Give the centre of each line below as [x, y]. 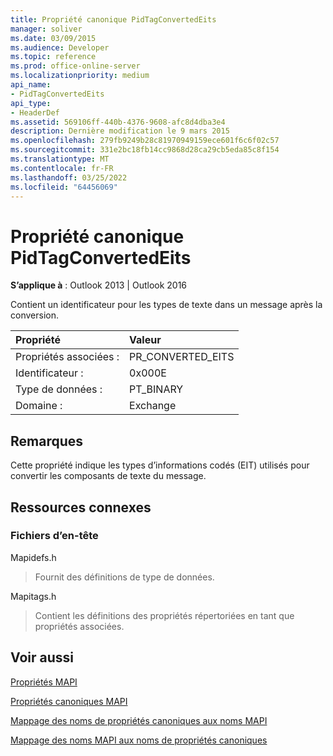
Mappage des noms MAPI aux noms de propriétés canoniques [139, 740]
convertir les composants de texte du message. [108, 476]
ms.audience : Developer [60, 47]
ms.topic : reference [53, 57]
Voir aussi [42, 657]
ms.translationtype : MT [60, 159]
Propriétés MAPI [44, 682]
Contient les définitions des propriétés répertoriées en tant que [164, 615]
